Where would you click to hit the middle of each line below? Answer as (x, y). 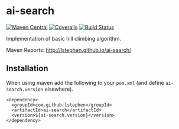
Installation (27, 69)
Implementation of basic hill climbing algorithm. (64, 38)
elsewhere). (59, 89)
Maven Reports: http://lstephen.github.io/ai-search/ (69, 50)
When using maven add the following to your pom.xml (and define (85, 82)
